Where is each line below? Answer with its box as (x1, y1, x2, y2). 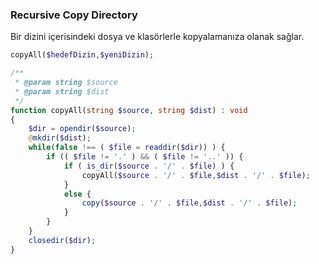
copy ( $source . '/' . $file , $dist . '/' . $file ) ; (81, 198, 298, 208)
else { (63, 189, 92, 199)
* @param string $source (14, 78, 118, 88)
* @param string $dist (14, 86, 110, 97)
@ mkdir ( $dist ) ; (28, 133, 92, 143)
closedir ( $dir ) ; (28, 235, 97, 245)
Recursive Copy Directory (10, 8, 138, 22)
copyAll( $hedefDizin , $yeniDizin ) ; (10, 50, 155, 60)
